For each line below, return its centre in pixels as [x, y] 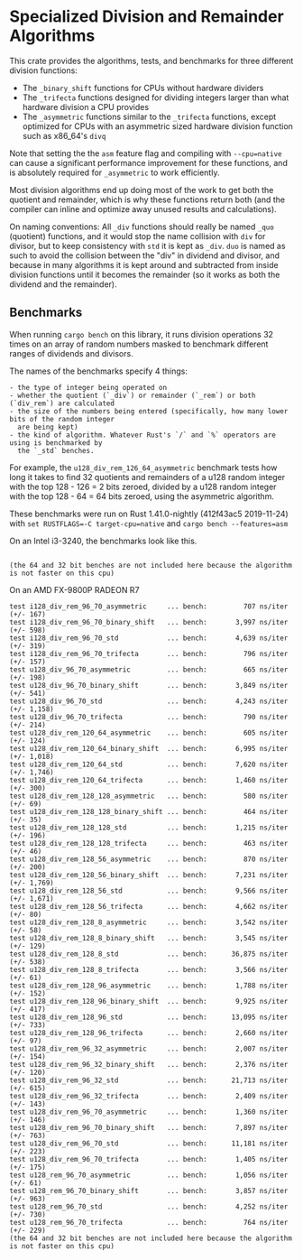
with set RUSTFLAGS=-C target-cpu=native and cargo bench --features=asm [149, 523]
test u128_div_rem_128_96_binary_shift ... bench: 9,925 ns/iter [149, 1001]
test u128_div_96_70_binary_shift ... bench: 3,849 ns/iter [149, 685]
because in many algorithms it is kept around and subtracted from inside [144, 264]
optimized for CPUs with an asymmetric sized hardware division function [157, 126]
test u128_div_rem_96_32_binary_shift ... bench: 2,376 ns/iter [149, 1064]
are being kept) [48, 427]
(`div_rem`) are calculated [62, 403]
